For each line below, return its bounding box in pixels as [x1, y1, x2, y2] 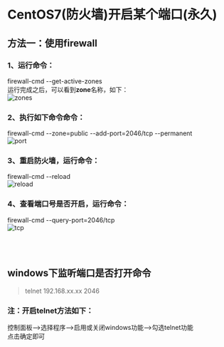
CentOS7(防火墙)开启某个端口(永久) [7, 6, 218, 23]
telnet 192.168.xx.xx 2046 [24, 286, 100, 295]
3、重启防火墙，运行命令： [7, 156, 100, 166]
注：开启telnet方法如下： [7, 306, 94, 316]
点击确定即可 [7, 332, 45, 341]
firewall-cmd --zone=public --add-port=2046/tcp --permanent [7, 129, 193, 138]
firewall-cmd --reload [7, 172, 71, 181]
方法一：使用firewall [7, 37, 97, 49]
